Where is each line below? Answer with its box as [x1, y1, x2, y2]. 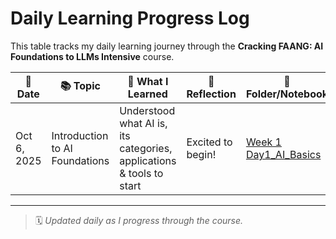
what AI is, [119, 116, 168, 130]
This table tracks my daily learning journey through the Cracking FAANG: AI [10, 40, 324, 52]
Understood [119, 103, 176, 117]
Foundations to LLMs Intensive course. [10, 50, 175, 62]
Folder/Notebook [245, 87, 329, 101]
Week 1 [245, 135, 282, 149]
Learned [127, 87, 168, 101]
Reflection [186, 87, 237, 101]
